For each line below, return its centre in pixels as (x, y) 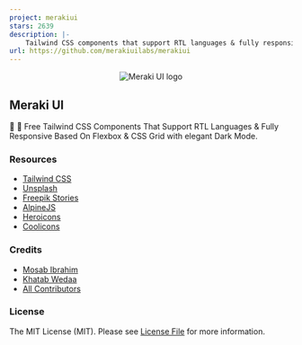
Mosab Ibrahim (50, 270)
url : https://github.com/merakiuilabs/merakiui (100, 51)
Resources (33, 159)
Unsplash (40, 189)
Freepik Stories (50, 198)
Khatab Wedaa (49, 279)
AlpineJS (39, 208)
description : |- (40, 34)
